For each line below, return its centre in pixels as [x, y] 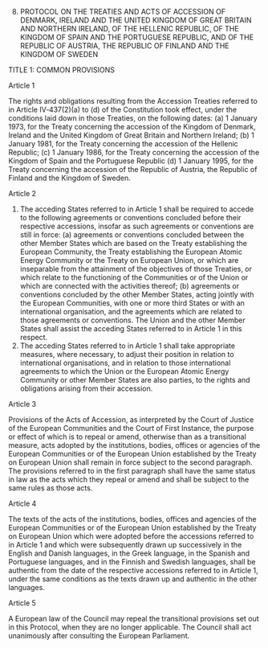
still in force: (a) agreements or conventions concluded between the [132, 235]
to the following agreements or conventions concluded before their [130, 217]
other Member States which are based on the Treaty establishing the [133, 243]
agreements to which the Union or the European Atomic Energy [124, 371]
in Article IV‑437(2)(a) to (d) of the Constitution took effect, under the [123, 109]
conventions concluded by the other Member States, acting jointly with [137, 294]
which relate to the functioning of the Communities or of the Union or [134, 277]
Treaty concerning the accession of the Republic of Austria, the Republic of [133, 169]
